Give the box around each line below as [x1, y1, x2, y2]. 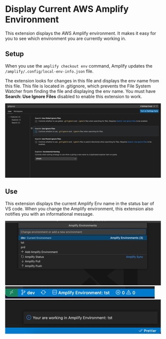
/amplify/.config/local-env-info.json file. [5, 68, 94, 74]
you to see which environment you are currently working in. [5, 36, 126, 41]
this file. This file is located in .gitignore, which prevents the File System [5, 83, 151, 89]
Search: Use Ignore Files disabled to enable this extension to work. [5, 93, 142, 99]
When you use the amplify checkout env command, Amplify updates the [5, 63, 153, 69]
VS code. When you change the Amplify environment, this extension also [5, 206, 154, 212]
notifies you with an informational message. [5, 211, 94, 217]
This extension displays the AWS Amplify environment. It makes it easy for [5, 30, 157, 36]
